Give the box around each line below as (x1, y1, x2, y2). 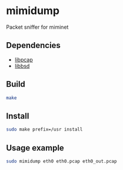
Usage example (6, 142, 65, 153)
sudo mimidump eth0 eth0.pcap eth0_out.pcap (6, 158, 117, 164)
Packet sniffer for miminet (6, 23, 69, 30)
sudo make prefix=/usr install (6, 127, 83, 132)
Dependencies (6, 40, 61, 50)
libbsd (14, 62, 30, 69)
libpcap (14, 56, 34, 63)
